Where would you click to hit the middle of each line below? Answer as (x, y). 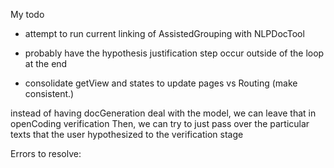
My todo (27, 14)
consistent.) (49, 93)
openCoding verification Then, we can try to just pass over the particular (160, 123)
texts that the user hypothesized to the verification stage (127, 134)
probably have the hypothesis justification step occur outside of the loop (174, 53)
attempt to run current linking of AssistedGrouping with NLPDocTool (164, 33)
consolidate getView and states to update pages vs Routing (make (161, 83)
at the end (46, 63)
